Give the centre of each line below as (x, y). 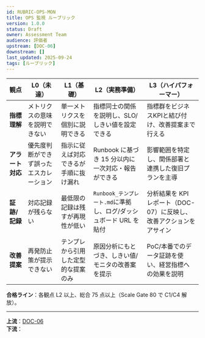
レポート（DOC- (171, 203)
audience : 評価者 (27, 40)
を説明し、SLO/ (116, 115)
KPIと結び (167, 115)
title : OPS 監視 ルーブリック (41, 18)
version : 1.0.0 (26, 23)
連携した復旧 (165, 168)
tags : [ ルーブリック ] (31, 63)
